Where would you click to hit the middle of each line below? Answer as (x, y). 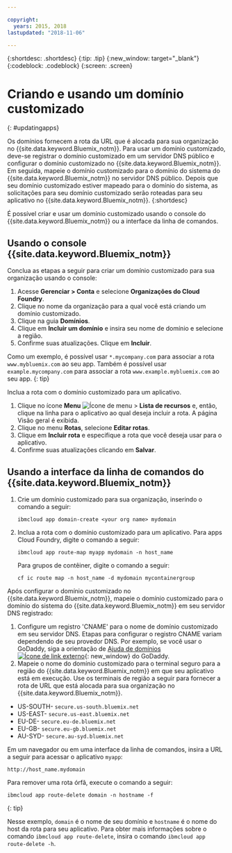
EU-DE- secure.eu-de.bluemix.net (66, 721)
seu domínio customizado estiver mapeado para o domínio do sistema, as (113, 185)
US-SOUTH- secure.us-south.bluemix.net (78, 706)
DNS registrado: (30, 613)
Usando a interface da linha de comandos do (106, 472)
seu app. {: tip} (28, 379)
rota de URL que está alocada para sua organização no (96, 686)
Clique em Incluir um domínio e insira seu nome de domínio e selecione (120, 329)
